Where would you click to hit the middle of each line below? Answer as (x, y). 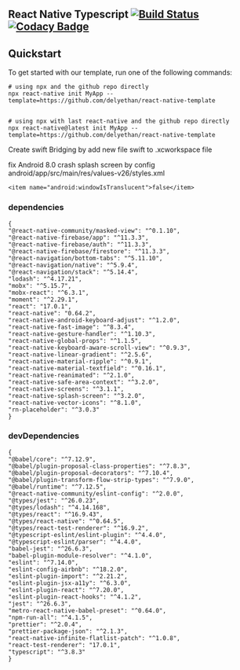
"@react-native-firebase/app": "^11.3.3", (78, 237)
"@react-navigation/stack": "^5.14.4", (73, 272)
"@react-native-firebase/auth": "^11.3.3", (80, 245)
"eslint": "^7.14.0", (44, 562)
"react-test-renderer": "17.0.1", (65, 645)
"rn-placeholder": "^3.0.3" (54, 410)
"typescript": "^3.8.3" (47, 652)
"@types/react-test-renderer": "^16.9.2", (78, 528)
